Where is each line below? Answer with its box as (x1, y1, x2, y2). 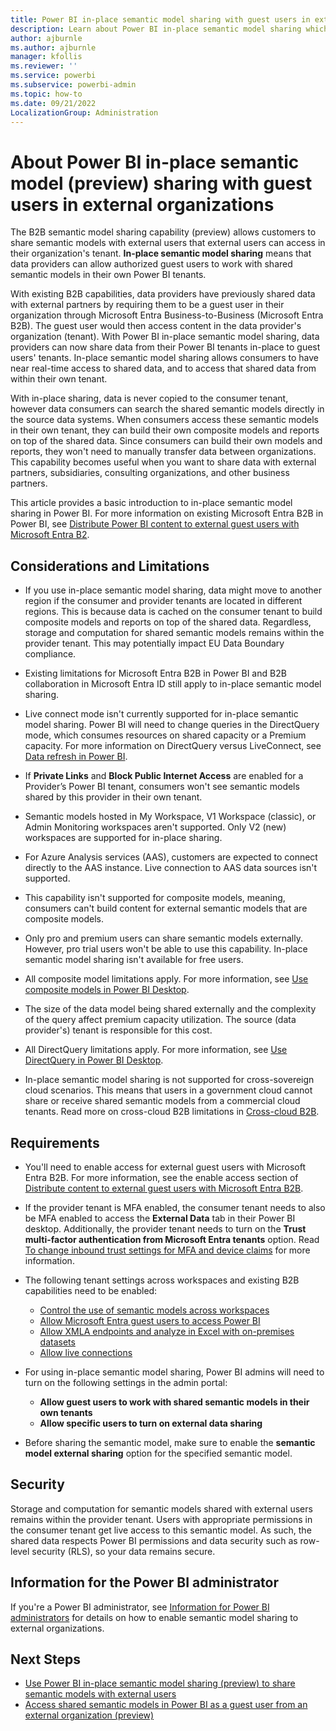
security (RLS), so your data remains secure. (31, 1545, 216, 1557)
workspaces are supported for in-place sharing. (24, 832, 223, 844)
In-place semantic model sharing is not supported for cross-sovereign (24, 1074, 315, 1086)
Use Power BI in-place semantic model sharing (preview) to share (24, 1677, 296, 1690)
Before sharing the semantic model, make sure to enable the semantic (24, 1436, 316, 1448)
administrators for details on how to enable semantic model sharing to (10, 1611, 299, 1623)
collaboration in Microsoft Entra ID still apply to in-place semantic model (24, 678, 322, 690)
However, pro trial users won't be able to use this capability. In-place (24, 943, 308, 955)
